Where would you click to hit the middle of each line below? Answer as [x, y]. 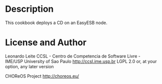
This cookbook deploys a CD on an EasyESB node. [56, 23]
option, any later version [29, 66]
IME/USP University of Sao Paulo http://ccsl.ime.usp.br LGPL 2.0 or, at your [81, 61]
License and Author [46, 42]
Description [29, 9]
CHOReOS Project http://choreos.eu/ [42, 76]
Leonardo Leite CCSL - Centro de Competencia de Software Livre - [73, 56]
